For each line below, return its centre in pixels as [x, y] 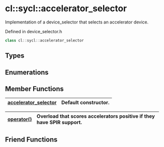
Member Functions [34, 89]
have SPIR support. [59, 123]
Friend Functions [31, 139]
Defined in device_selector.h [34, 31]
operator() [20, 119]
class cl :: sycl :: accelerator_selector [44, 40]
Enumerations [27, 72]
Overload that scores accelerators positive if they [96, 116]
